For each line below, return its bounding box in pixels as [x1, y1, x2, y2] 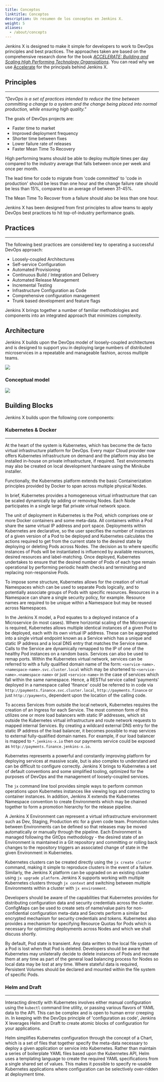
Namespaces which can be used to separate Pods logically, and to [5, 584, 139, 590]
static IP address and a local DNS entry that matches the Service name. [5, 640, 149, 646]
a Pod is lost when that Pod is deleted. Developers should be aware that [5, 946, 150, 951]
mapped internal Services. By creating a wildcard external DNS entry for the [5, 722, 158, 729]
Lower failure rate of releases [12, 140, 72, 147]
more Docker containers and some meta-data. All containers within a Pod [5, 517, 153, 523]
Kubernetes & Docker [5, 426, 57, 433]
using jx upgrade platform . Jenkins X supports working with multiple [5, 875, 144, 881]
